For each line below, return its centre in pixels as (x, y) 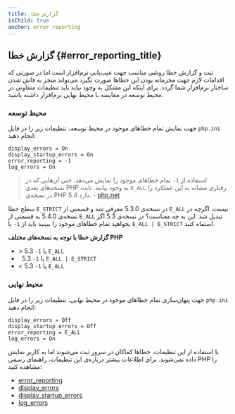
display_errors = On (38, 149)
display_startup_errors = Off (52, 326)
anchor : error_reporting (44, 27)
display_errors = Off (40, 320)
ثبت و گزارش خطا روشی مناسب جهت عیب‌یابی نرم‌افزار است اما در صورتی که (111, 73)
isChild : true (29, 20)
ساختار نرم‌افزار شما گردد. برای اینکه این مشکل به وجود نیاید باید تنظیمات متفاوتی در (118, 87)
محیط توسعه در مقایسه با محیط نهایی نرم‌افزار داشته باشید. (86, 95)
